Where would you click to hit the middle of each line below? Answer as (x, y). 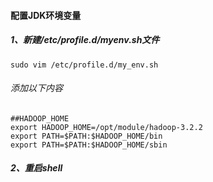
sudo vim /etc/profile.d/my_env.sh (84, 65)
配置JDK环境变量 (46, 15)
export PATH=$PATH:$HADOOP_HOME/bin (86, 136)
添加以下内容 (36, 88)
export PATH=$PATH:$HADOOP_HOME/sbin (89, 145)
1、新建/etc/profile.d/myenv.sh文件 (85, 40)
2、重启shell (36, 168)
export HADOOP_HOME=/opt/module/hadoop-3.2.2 (106, 127)
